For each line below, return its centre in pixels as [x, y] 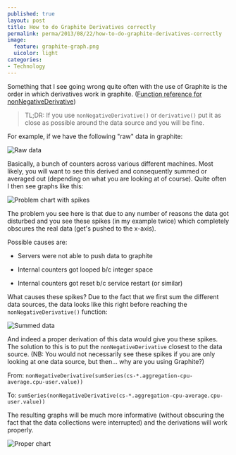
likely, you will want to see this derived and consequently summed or [107, 171]
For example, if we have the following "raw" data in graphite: [95, 136]
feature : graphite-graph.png [56, 47]
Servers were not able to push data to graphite [85, 255]
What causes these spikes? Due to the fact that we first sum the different [113, 296]
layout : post [26, 20]
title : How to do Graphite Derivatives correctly [82, 27]
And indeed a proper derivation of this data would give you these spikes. [113, 339]
